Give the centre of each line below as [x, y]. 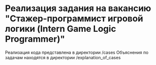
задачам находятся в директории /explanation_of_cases [63, 57]
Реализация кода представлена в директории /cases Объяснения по [77, 52]
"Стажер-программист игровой [74, 19]
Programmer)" [35, 39]
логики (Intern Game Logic [60, 29]
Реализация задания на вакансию [78, 8]
